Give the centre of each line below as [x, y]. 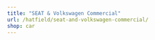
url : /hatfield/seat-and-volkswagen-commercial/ [78, 20]
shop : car [21, 26]
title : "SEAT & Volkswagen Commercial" [64, 13]
